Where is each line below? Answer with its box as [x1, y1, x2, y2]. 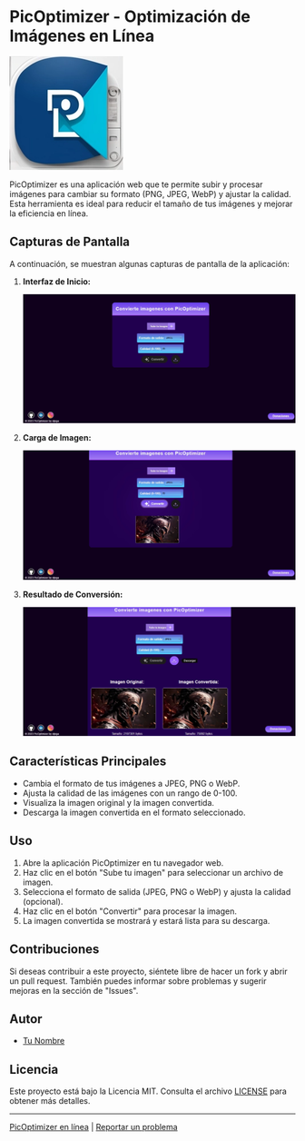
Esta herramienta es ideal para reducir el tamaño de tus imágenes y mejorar [9, 198, 293, 209]
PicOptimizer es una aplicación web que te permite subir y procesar [9, 179, 263, 190]
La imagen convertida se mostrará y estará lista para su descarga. [22, 915, 271, 926]
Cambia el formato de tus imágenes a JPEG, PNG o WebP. [22, 778, 241, 789]
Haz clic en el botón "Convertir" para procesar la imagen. [22, 906, 238, 917]
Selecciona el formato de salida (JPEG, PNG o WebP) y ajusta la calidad [22, 886, 291, 897]
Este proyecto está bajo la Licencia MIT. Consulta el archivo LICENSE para [9, 1086, 288, 1096]
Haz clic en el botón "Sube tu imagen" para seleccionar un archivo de [22, 867, 284, 878]
